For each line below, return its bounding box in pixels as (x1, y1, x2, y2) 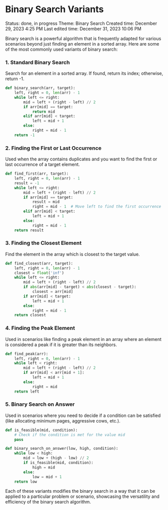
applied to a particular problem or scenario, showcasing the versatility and (5, 493, 160, 499)
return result (14, 228, 44, 233)
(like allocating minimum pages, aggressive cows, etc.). (5, 417, 121, 423)
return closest (14, 313, 46, 318)
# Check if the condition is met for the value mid (14, 432, 125, 437)
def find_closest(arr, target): (5, 261, 73, 266)
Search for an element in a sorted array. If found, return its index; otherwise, (5, 70, 163, 76)
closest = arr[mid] (32, 289, 73, 294)
